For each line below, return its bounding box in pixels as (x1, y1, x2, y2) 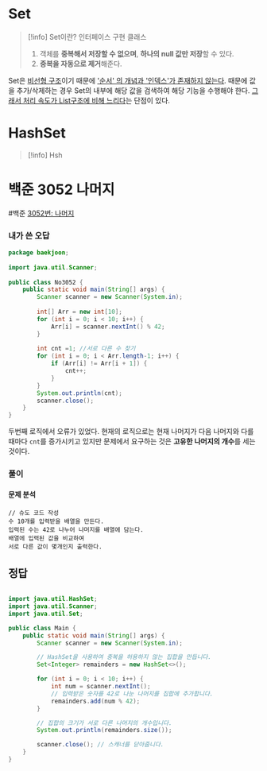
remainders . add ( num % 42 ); (50, 697, 141, 705)
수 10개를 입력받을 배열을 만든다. (8, 517, 105, 525)
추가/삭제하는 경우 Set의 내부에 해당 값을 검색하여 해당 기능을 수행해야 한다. (16, 85, 250, 95)
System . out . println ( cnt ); (37, 389, 123, 397)
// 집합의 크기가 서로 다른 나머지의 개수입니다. (37, 719, 172, 727)
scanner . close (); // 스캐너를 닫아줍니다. (37, 741, 164, 749)
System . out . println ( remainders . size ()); (37, 726, 172, 734)
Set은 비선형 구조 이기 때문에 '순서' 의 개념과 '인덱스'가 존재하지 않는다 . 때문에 (8, 76, 248, 85)
